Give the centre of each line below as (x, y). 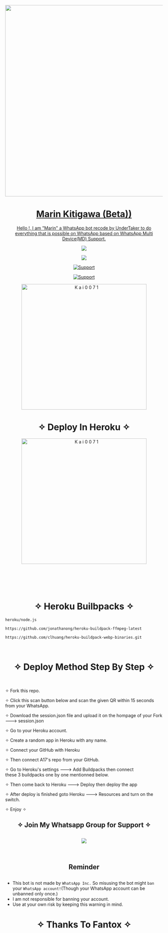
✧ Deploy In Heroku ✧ (84, 427)
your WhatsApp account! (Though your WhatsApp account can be (79, 888)
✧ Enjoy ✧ (16, 809)
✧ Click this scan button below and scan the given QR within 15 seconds (79, 700)
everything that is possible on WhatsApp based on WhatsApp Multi (84, 233)
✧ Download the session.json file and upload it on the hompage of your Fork (84, 715)
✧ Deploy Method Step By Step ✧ (84, 667)
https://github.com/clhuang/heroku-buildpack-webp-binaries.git (73, 637)
